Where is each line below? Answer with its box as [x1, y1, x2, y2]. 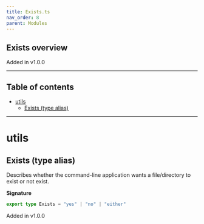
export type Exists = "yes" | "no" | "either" [6, 201, 126, 207]
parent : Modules [6, 20, 47, 26]
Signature [6, 189, 32, 197]
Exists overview [6, 42, 68, 53]
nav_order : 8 [6, 15, 39, 21]
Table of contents [6, 82, 74, 92]
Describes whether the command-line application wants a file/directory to [6, 171, 191, 179]
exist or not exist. [6, 178, 50, 185]
